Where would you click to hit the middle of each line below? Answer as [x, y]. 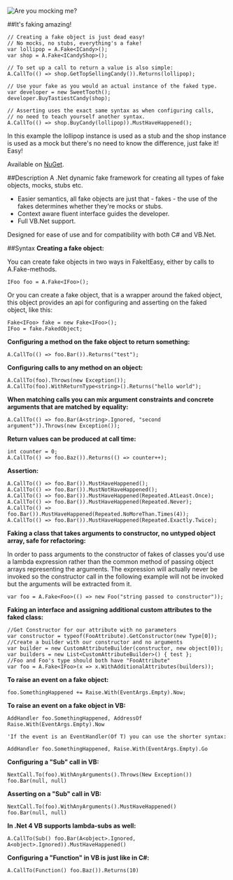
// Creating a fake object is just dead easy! [76, 37]
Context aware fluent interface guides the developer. [93, 214]
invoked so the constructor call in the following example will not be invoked [115, 576]
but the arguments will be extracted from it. [70, 584]
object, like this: [30, 310]
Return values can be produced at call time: [72, 439]
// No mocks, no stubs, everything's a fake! [75, 43]
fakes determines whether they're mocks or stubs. [90, 206]
